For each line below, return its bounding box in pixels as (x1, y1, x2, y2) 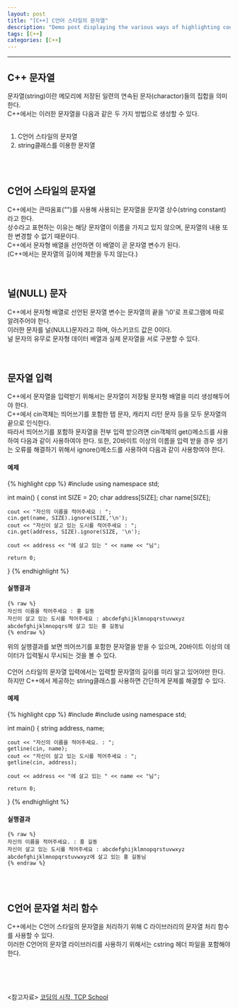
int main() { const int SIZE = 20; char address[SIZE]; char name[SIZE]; (7, 493, 211, 501)
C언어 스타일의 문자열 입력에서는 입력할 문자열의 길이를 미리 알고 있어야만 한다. (7, 667, 225, 676)
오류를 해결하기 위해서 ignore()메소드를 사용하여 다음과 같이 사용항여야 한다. (14, 445, 225, 454)
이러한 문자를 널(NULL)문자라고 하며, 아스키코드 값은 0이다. (7, 325, 172, 334)
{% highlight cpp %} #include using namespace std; (7, 479, 160, 488)
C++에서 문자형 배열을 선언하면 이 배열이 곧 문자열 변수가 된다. (7, 241, 181, 249)
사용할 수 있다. (14, 931, 55, 939)
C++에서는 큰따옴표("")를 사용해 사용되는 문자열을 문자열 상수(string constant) (7, 205, 227, 214)
